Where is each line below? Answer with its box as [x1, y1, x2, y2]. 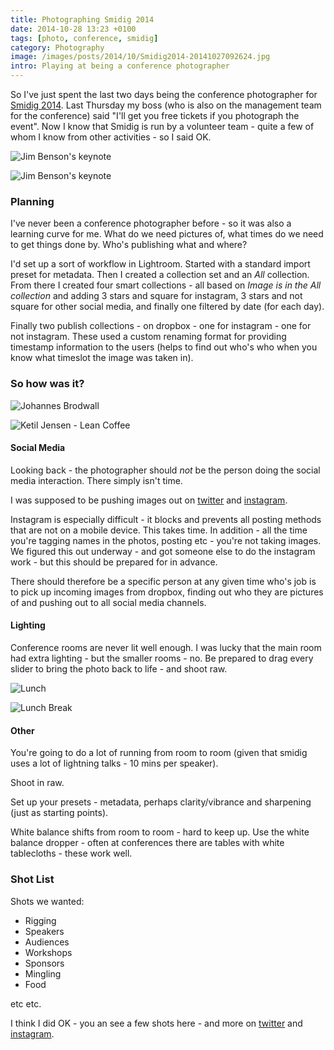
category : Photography [10, 42, 105, 53]
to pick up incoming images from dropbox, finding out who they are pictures [10, 586, 324, 598]
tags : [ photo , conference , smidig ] [10, 33, 159, 43]
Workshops [24, 946, 73, 958]
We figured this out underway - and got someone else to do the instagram [10, 545, 316, 557]
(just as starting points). [10, 807, 109, 819]
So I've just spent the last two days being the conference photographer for [10, 89, 318, 100]
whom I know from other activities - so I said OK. [10, 131, 212, 143]
